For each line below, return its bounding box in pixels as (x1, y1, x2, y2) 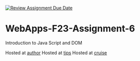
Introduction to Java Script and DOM (5, 39, 83, 46)
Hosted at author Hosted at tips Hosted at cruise (5, 49, 107, 56)
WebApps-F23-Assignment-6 (5, 23, 135, 34)
